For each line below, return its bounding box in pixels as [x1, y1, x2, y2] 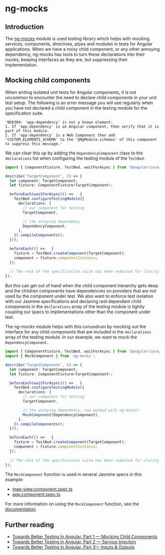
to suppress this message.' [5, 141, 63, 146]
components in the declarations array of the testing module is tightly [5, 304, 145, 310]
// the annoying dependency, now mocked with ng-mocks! [23, 407, 139, 412]
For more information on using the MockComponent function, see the [5, 501, 139, 507]
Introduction [5, 23, 44, 31]
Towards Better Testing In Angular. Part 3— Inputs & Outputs [12, 544, 135, 550]
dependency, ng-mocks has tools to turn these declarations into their [5, 51, 145, 57]
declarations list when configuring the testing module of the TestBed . [5, 155, 145, 161]
